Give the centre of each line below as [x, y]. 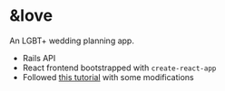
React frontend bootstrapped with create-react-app [119, 68]
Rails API [39, 58]
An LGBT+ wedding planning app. [72, 41]
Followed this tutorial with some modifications [108, 77]
